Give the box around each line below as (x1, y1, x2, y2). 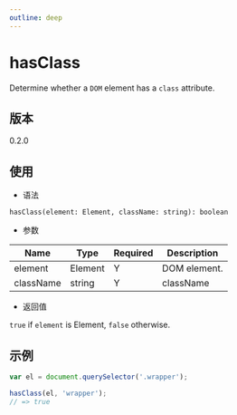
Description (166, 246, 219, 259)
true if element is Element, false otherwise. (9, 319, 171, 331)
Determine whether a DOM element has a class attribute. (9, 82, 215, 93)
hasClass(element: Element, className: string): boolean (9, 207, 229, 217)
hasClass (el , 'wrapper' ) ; (9, 389, 107, 398)
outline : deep (9, 13, 63, 23)
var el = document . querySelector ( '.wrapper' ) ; (9, 372, 188, 381)
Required (113, 246, 154, 259)
